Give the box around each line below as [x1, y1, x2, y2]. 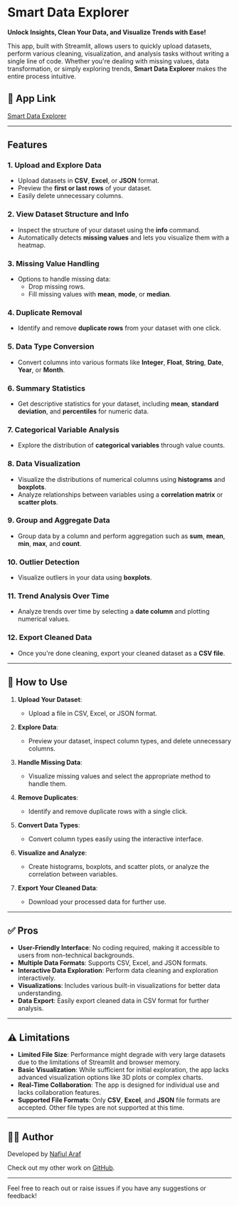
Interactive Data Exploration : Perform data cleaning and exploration [17, 967, 218, 975]
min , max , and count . [17, 539, 82, 547]
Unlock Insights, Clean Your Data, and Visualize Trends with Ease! [7, 28, 206, 36]
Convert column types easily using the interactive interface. [28, 835, 204, 843]
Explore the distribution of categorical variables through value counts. [17, 441, 225, 450]
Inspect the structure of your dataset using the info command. [17, 225, 201, 234]
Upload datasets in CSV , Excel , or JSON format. [17, 176, 160, 185]
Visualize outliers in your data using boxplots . [17, 573, 152, 582]
